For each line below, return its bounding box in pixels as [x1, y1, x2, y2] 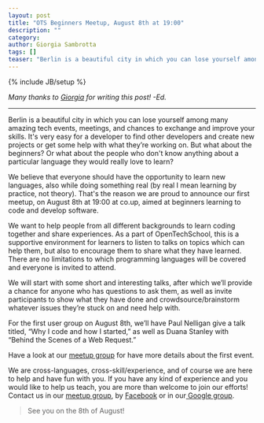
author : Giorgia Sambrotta [8, 41, 97, 49]
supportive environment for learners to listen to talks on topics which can [8, 237, 245, 247]
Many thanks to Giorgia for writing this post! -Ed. [8, 92, 167, 102]
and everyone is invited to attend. [8, 262, 116, 272]
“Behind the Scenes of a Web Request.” [8, 335, 137, 344]
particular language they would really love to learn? [8, 157, 174, 166]
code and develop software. [8, 206, 100, 215]
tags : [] [8, 48, 37, 56]
